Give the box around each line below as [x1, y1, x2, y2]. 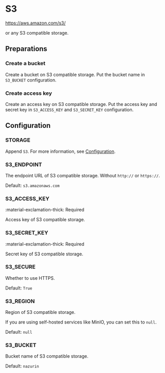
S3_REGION [5, 298, 35, 305]
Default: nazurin [5, 363, 39, 369]
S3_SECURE [5, 263, 36, 271]
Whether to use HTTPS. [5, 275, 55, 281]
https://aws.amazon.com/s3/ [5, 20, 66, 26]
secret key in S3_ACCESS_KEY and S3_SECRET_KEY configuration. [5, 106, 134, 113]
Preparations [5, 44, 47, 54]
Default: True [5, 285, 33, 291]
